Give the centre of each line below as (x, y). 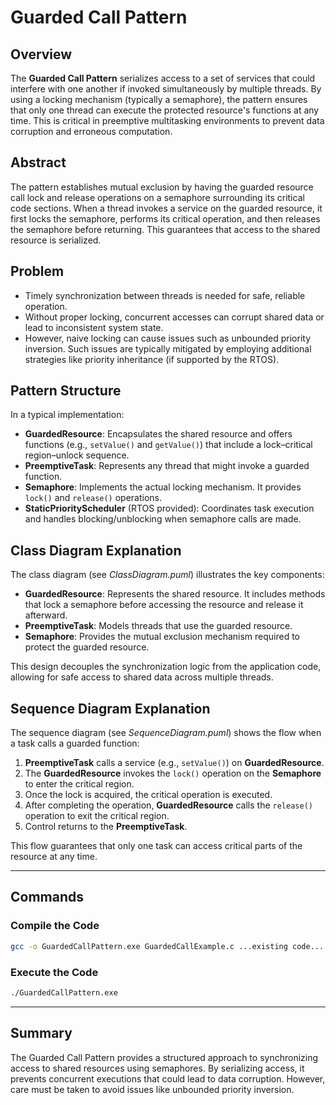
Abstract (38, 162)
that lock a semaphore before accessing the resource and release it (164, 605)
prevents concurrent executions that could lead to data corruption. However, (168, 1078)
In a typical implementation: (67, 415)
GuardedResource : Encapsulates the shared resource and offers (158, 434)
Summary (41, 1033)
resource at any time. (54, 857)
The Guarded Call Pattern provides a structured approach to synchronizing (164, 1057)
